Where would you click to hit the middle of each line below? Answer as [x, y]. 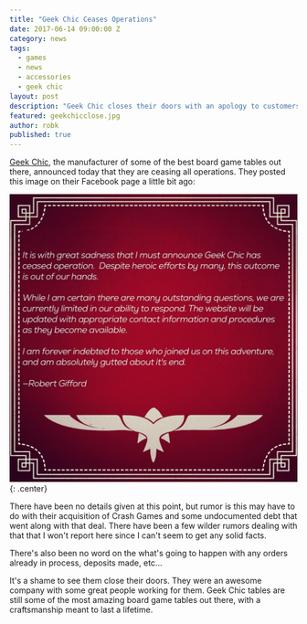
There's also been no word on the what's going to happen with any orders [148, 554]
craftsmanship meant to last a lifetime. [81, 610]
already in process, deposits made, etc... [86, 563]
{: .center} [29, 489]
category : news [38, 38]
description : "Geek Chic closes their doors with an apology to [134, 106]
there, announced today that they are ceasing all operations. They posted [148, 172]
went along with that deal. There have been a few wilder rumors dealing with [153, 526]
